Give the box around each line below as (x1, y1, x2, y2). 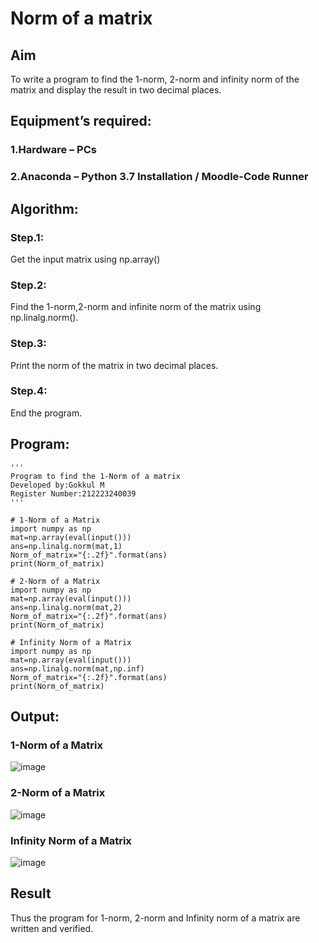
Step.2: (10, 278, 47, 292)
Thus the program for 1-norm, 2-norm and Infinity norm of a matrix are (10, 912, 301, 924)
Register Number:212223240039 (10, 488, 137, 499)
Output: (10, 708, 60, 726)
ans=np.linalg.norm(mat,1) (10, 541, 123, 551)
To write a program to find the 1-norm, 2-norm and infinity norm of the (10, 73, 300, 85)
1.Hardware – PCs (10, 143, 97, 157)
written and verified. (10, 922, 94, 934)
